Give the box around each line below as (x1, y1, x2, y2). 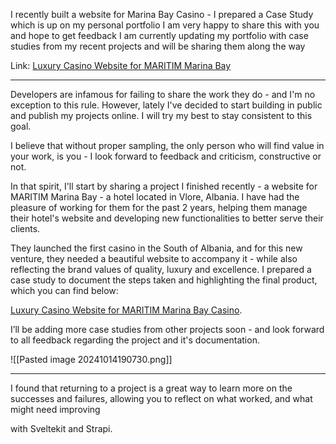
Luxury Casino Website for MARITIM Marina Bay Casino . (10, 304, 243, 316)
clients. (10, 223, 41, 234)
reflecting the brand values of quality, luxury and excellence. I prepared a (10, 264, 312, 275)
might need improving (10, 404, 101, 415)
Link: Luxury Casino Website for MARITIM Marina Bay (10, 60, 232, 71)
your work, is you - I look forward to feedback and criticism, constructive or (10, 150, 322, 162)
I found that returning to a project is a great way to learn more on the (10, 382, 293, 394)
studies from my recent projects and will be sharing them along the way (10, 40, 306, 52)
